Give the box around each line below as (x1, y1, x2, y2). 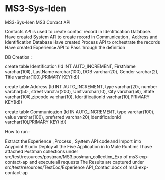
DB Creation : (5, 54, 32, 60)
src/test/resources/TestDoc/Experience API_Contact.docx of (5, 164, 128, 170)
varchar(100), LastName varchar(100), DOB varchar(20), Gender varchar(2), (5, 68, 159, 74)
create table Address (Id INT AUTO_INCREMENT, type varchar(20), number (5, 83, 158, 89)
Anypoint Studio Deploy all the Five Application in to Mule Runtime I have (5, 143, 152, 149)
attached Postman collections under (5, 149, 79, 154)
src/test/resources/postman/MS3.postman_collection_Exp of (5, 153, 128, 160)
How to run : (5, 128, 30, 134)
